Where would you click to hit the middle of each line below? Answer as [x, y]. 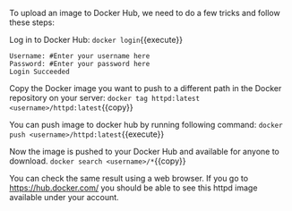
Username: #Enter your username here [80, 56]
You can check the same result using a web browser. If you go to [129, 178]
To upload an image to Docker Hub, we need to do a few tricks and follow [145, 13]
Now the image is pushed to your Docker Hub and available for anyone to [144, 152]
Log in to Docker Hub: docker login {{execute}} [96, 40]
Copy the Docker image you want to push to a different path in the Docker [146, 88]
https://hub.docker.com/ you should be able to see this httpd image [133, 188]
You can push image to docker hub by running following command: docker [146, 125]
